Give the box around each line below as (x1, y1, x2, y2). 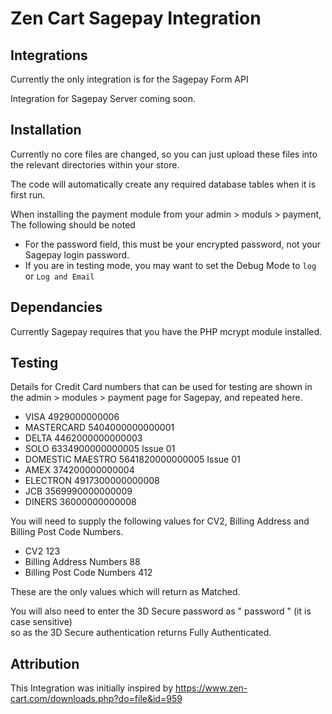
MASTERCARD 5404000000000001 (24, 422, 175, 434)
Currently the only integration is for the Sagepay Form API (10, 73, 249, 85)
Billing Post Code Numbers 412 (24, 567, 153, 579)
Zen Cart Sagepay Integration (10, 7, 262, 30)
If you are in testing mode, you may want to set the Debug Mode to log (24, 259, 317, 271)
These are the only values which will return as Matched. (10, 586, 241, 598)
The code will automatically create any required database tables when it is (10, 178, 317, 190)
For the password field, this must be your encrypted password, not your (24, 238, 322, 250)
